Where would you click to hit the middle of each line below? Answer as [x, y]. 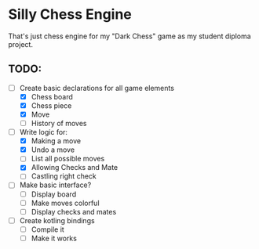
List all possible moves [68, 159]
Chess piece [51, 105]
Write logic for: [44, 132]
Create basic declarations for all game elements [97, 88]
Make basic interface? [55, 185]
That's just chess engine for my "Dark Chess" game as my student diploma [129, 36]
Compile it [47, 229]
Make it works [54, 238]
